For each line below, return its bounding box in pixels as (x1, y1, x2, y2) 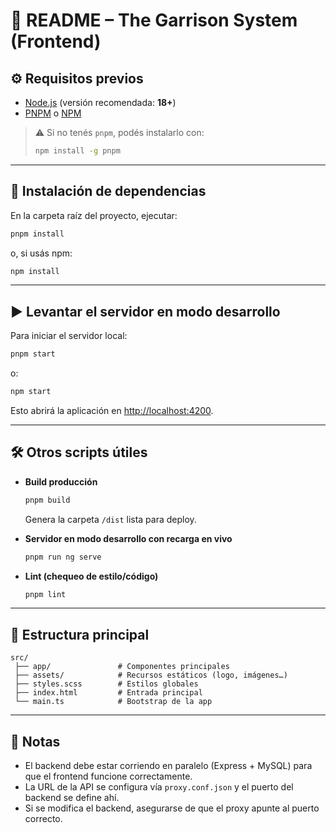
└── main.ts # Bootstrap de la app (14, 697, 213, 707)
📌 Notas (10, 733, 61, 750)
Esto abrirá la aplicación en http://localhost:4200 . (10, 405, 214, 416)
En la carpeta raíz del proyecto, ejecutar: (10, 209, 178, 221)
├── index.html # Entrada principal (14, 688, 203, 698)
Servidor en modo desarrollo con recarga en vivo (24, 532, 233, 544)
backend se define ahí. (24, 792, 120, 804)
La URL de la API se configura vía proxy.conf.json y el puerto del (24, 781, 294, 793)
